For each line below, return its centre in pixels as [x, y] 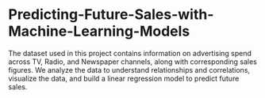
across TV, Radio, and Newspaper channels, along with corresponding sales [133, 62]
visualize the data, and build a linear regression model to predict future [124, 78]
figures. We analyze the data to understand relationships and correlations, [129, 70]
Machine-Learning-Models [99, 31]
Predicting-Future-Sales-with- [111, 15]
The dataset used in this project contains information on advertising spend [130, 53]
